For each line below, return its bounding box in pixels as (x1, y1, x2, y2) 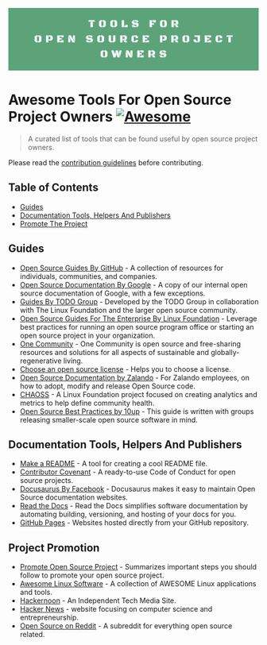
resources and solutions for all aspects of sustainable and (19, 347, 209, 357)
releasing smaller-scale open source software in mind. (19, 415, 199, 424)
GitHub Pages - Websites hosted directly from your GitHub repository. (19, 518, 249, 527)
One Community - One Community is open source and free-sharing (19, 338, 241, 349)
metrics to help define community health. (19, 398, 155, 407)
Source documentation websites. (19, 492, 129, 502)
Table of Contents (8, 181, 99, 195)
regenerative (19, 356, 62, 365)
